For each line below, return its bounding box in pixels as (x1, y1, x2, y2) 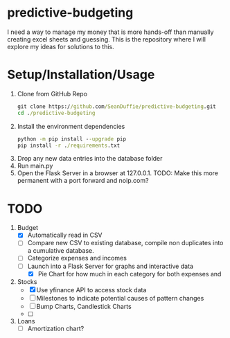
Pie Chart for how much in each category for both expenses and (37, 269, 222, 278)
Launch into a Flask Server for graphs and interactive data (27, 262, 194, 270)
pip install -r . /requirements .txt (17, 142, 121, 149)
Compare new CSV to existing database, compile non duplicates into (27, 239, 224, 247)
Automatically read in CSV (27, 231, 103, 240)
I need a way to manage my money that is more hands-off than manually (7, 28, 214, 36)
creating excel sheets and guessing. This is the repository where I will (7, 35, 206, 43)
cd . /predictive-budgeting (17, 109, 96, 116)
